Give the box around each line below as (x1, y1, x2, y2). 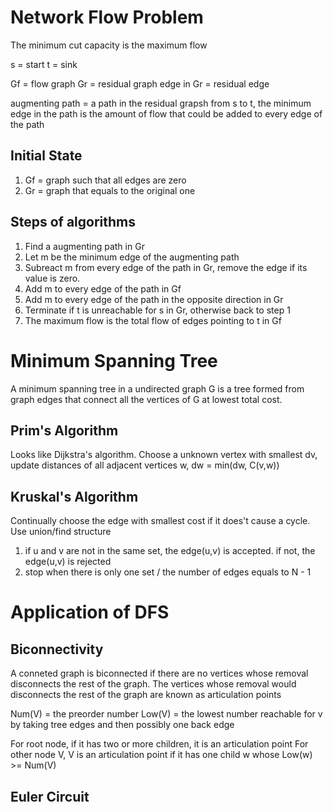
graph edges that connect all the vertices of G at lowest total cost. (10, 393, 283, 405)
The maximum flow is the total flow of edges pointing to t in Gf (24, 314, 282, 326)
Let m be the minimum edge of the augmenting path (24, 251, 240, 263)
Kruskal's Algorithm (10, 488, 139, 505)
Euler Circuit (10, 788, 90, 805)
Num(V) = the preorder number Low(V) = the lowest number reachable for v (10, 708, 323, 720)
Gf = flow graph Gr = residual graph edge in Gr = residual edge (10, 77, 270, 90)
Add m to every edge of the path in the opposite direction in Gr (24, 293, 284, 305)
